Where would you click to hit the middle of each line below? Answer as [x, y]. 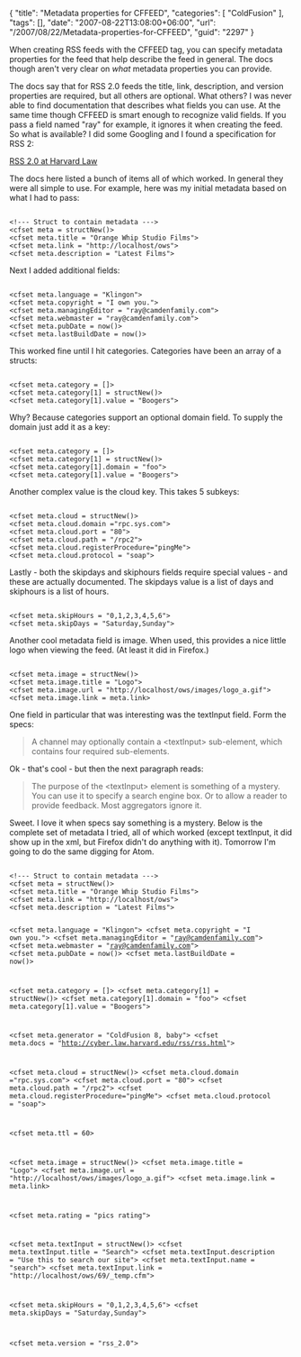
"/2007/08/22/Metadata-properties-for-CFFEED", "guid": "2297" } [132, 32]
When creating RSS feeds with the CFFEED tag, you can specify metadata [146, 50]
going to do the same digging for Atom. [82, 852]
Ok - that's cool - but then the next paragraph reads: [106, 769]
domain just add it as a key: [60, 427]
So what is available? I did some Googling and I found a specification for [143, 134]
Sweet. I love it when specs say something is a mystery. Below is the [136, 823]
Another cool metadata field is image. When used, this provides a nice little [148, 640]
